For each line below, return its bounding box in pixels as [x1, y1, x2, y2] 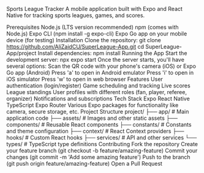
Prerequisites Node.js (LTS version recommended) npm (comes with [6, 24, 179, 31]
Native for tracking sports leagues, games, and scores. [6, 12, 145, 19]
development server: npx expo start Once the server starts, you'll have [6, 56, 185, 63]
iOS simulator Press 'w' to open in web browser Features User [6, 76, 164, 83]
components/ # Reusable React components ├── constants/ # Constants [6, 121, 192, 128]
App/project [6, 50, 37, 57]
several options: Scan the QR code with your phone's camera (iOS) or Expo [6, 62, 196, 70]
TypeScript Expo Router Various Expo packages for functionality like [6, 101, 179, 109]
